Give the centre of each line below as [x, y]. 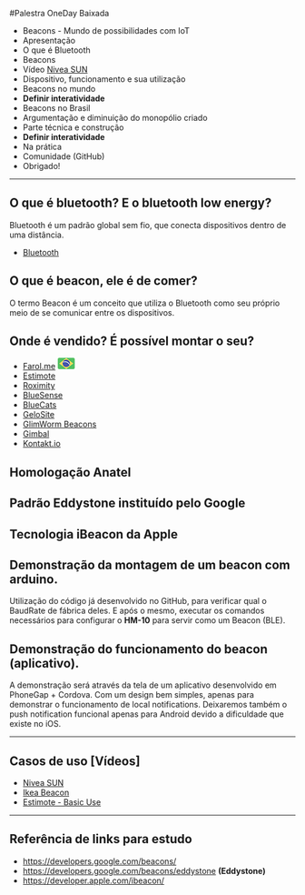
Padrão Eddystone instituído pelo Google [128, 503]
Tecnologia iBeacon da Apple [94, 534]
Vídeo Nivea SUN [55, 69]
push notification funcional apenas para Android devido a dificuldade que [147, 714]
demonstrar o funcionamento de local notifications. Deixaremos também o [148, 705]
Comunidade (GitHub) [64, 156]
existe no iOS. [35, 724]
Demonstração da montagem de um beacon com [150, 565]
